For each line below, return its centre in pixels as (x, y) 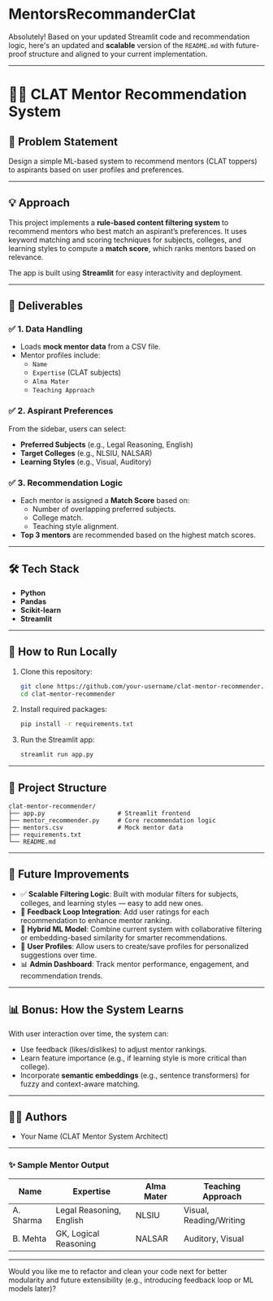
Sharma (27, 1220)
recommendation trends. (61, 975)
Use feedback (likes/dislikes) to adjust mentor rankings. (113, 1049)
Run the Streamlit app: (57, 739)
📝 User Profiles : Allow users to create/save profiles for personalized (134, 946)
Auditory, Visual (214, 1238)
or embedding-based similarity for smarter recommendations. (123, 937)
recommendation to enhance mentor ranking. (96, 920)
